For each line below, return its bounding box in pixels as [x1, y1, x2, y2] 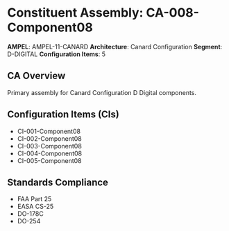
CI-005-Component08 [17, 156, 82, 164]
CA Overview [7, 70, 66, 82]
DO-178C [17, 209, 44, 218]
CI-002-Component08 [17, 134, 82, 143]
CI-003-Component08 [17, 142, 82, 150]
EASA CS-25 [17, 203, 54, 211]
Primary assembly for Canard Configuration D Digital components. [7, 88, 196, 96]
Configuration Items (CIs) [7, 109, 119, 121]
